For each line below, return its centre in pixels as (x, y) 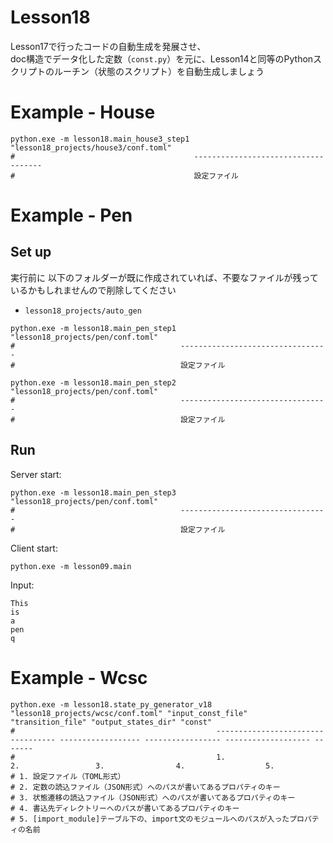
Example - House (83, 112)
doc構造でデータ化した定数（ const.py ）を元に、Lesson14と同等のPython (162, 58)
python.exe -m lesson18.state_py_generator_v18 (111, 704)
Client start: (34, 548)
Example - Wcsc (79, 677)
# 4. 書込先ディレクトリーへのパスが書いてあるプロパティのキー (125, 808)
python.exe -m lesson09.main (71, 566)
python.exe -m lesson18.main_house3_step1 (100, 139)
